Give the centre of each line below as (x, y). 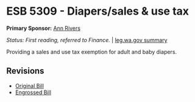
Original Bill (30, 86)
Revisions (25, 71)
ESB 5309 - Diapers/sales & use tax (98, 11)
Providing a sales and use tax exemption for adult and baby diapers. (92, 52)
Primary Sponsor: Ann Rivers (44, 28)
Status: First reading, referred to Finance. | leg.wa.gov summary (87, 40)
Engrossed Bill (33, 92)
